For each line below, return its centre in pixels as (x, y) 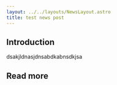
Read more (28, 76)
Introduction (31, 42)
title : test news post (35, 18)
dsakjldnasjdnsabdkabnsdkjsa (44, 57)
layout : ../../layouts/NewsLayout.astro (59, 12)
